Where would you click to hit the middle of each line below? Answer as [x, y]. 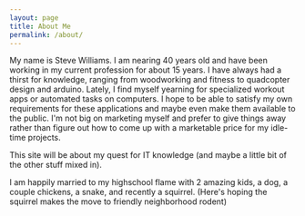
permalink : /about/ [46, 34]
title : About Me [40, 26]
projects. [44, 138]
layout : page [34, 18]
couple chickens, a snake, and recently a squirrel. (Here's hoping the [138, 192]
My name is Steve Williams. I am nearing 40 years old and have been [139, 61]
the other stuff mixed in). [56, 165]
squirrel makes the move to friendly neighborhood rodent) [118, 201]
